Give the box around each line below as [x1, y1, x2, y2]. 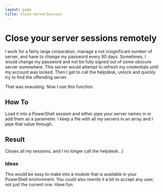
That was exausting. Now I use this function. [5, 84, 94, 90]
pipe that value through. [5, 121, 53, 127]
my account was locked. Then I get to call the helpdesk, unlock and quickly [5, 69, 156, 75]
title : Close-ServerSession [5, 12, 62, 17]
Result [5, 135, 25, 143]
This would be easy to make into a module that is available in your [5, 171, 137, 177]
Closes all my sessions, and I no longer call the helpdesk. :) [5, 148, 124, 154]
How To [5, 98, 29, 106]
